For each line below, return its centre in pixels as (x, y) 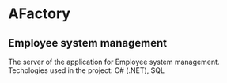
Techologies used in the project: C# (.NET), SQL (86, 70)
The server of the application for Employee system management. (114, 62)
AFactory (40, 14)
